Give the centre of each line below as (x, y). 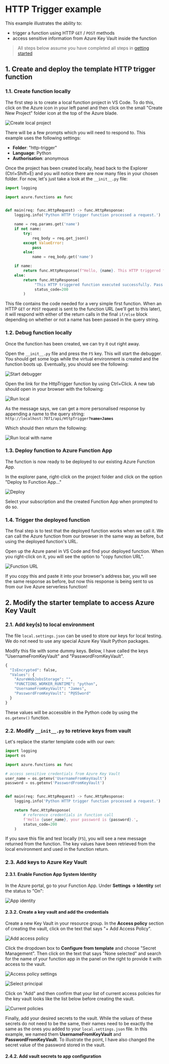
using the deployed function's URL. (42, 542)
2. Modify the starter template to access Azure (80, 603)
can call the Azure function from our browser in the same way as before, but (84, 536)
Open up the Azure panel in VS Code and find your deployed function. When (84, 551)
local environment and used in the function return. (57, 849)
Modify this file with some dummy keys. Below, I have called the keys (77, 651)
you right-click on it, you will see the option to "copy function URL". (75, 557)
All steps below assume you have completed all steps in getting (83, 48)
